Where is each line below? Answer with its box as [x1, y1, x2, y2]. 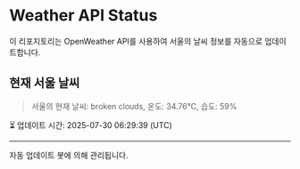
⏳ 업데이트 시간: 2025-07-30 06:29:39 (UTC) [9, 119, 172, 130]
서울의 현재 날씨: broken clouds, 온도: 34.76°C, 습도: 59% [30, 101, 237, 111]
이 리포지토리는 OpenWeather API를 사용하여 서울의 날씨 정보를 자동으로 [9, 36, 263, 46]
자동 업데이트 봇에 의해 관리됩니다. [9, 149, 129, 160]
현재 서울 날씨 [9, 76, 80, 91]
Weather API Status [9, 5, 158, 26]
